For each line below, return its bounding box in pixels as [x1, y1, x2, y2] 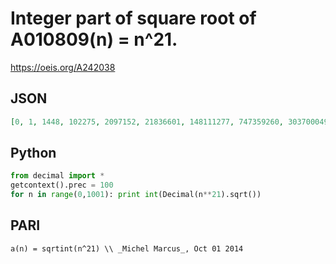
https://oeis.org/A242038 [10, 61, 116, 73]
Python [10, 145, 57, 162]
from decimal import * [10, 171, 105, 181]
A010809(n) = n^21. [10, 28, 178, 51]
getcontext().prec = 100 [10, 180, 114, 191]
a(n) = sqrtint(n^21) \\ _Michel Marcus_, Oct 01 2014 [10, 243, 244, 254]
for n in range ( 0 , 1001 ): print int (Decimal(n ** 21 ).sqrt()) [10, 190, 262, 200]
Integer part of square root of [10, 7, 257, 30]
